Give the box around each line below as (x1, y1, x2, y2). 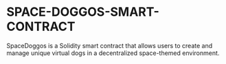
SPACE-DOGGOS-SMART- (6, 4, 159, 20)
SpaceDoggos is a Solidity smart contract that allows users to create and (6, 41, 213, 50)
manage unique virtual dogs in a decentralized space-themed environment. (6, 49, 220, 57)
